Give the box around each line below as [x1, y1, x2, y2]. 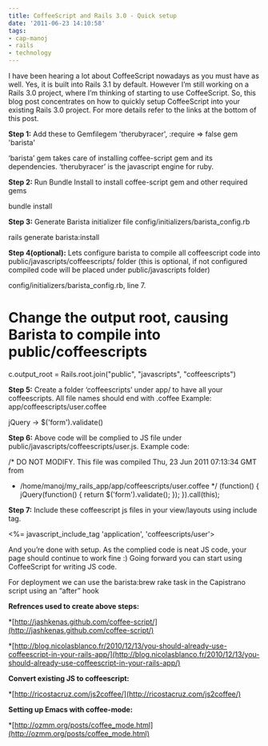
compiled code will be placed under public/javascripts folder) [8, 266, 210, 274]
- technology [8, 49, 52, 57]
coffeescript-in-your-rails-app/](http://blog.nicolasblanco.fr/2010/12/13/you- [8, 649, 260, 659]
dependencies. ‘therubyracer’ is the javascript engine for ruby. [8, 162, 214, 171]
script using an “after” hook [8, 586, 99, 595]
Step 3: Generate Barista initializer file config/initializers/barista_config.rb [8, 217, 250, 226]
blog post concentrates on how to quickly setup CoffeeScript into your [8, 97, 240, 106]
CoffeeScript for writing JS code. [8, 562, 118, 571]
